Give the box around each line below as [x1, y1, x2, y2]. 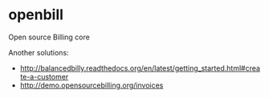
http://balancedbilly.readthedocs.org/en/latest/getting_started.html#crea [19, 63, 261, 73]
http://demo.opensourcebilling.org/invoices [19, 80, 164, 90]
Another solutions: [8, 47, 70, 57]
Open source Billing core [8, 32, 90, 42]
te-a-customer [19, 71, 69, 81]
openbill [8, 6, 64, 24]
